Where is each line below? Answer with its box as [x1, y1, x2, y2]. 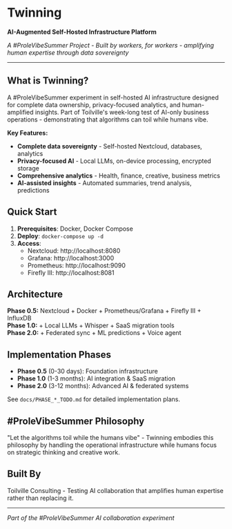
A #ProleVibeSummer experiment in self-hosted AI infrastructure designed [7, 93, 219, 102]
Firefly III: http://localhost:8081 [27, 268, 115, 277]
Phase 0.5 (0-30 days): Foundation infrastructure [17, 367, 158, 376]
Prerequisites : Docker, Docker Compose [17, 224, 133, 233]
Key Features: [7, 128, 48, 137]
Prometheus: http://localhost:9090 [27, 261, 126, 269]
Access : [17, 239, 41, 247]
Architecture [7, 288, 64, 300]
